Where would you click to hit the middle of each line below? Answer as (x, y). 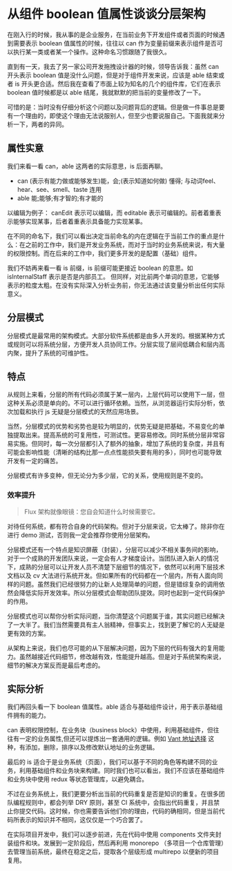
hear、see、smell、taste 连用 (59, 189)
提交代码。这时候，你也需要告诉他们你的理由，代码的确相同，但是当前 (119, 811)
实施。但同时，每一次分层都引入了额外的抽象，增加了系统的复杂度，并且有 (119, 444)
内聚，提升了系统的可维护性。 (49, 353)
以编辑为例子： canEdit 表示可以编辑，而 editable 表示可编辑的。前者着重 (111, 213)
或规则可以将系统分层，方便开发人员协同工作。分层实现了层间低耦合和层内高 (116, 344)
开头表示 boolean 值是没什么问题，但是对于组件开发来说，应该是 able (106, 75)
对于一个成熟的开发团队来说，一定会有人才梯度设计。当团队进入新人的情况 (113, 558)
